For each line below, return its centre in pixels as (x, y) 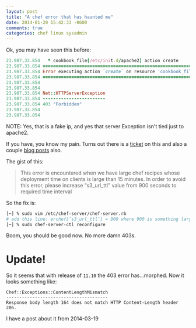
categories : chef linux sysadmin (47, 33)
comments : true (24, 28)
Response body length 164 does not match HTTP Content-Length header (92, 303)
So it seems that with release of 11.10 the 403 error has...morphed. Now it (95, 275)
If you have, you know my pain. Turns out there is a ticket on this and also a (97, 143)
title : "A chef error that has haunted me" (60, 17)
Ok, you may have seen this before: (49, 50)
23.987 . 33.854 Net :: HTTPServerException (56, 93)
